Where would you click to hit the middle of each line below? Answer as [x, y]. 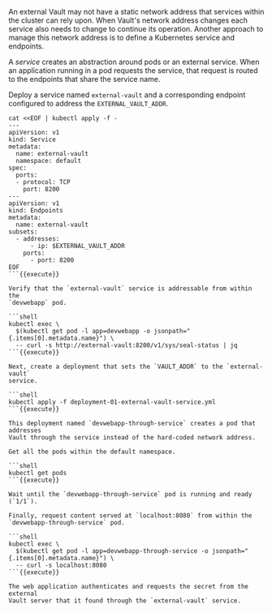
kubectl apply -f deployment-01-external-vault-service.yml [112, 402]
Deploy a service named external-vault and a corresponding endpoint [127, 95]
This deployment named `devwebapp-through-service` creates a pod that [132, 423]
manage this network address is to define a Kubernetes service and [122, 37]
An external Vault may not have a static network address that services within [136, 12]
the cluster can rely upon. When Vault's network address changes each [128, 20]
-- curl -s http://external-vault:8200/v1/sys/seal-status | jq [127, 345]
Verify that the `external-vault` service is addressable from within [130, 289]
